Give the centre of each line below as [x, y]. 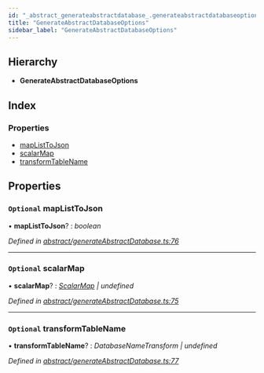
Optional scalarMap [46, 269]
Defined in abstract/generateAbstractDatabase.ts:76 [93, 241]
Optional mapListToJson [56, 209]
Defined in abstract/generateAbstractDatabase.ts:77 [93, 361]
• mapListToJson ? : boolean [55, 225]
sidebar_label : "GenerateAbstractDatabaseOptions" [93, 30]
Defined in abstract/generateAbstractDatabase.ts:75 [93, 301]
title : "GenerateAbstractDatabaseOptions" [79, 23]
